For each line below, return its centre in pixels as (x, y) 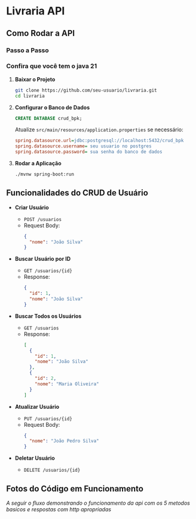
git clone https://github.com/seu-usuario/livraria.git (86, 90)
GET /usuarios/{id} (48, 271)
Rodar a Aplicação (38, 164)
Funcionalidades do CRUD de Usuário (77, 193)
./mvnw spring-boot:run (45, 174)
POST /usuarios (42, 219)
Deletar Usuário (35, 458)
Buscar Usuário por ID (42, 259)
